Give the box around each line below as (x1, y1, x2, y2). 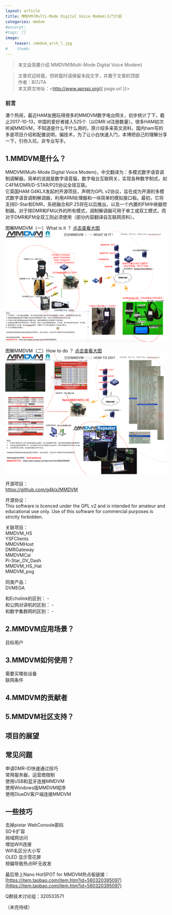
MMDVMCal (5, 552, 31, 558)
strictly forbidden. (5, 514, 43, 520)
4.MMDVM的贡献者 (5, 693, 68, 702)
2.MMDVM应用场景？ (5, 625, 74, 633)
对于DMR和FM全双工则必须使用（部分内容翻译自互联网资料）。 (5, 214, 137, 220)
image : (5, 35, 20, 41)
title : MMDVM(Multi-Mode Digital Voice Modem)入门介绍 (5, 13, 122, 19)
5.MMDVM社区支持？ (5, 712, 74, 721)
